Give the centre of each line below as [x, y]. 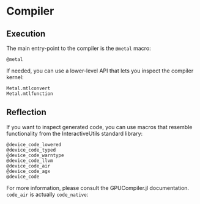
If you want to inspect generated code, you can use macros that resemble [99, 127]
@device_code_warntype [35, 155]
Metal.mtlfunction [30, 94]
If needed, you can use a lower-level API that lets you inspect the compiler [100, 71]
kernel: [15, 77]
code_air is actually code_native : [47, 194]
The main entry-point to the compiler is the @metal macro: [79, 48]
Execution [26, 34]
